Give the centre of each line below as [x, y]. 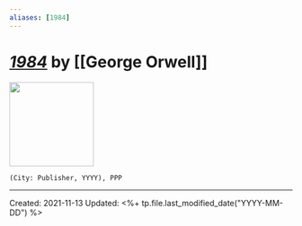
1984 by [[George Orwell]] [109, 61]
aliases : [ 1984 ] [40, 17]
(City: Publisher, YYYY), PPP [66, 178]
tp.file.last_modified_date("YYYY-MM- [212, 203]
